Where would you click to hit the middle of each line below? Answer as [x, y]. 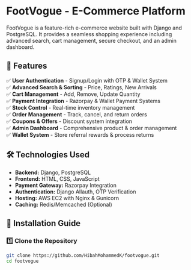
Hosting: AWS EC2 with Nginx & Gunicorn [67, 198]
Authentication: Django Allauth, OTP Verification [75, 192]
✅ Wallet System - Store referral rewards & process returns [80, 134]
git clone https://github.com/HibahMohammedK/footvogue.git [83, 256]
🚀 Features [27, 66]
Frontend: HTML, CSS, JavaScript [57, 178]
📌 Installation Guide [44, 223]
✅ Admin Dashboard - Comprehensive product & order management [92, 128]
